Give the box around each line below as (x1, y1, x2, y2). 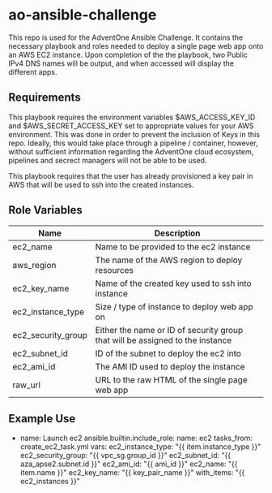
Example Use (8, 412, 76, 426)
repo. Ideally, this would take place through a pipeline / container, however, (8, 138, 259, 148)
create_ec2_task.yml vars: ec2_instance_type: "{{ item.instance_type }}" (19, 442, 261, 452)
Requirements (8, 91, 81, 105)
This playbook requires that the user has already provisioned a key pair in (8, 171, 253, 180)
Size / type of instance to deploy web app (95, 301, 253, 312)
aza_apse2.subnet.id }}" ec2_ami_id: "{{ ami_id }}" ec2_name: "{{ (19, 459, 238, 469)
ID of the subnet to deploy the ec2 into (95, 348, 241, 359)
